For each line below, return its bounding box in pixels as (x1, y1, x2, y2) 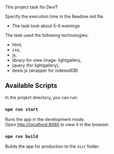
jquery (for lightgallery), (12, 63, 60, 68)
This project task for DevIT (5, 4, 58, 10)
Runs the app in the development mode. (5, 117, 85, 122)
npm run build (5, 134, 38, 139)
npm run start (5, 106, 38, 112)
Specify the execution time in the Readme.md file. (5, 14, 105, 19)
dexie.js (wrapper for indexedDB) (12, 68, 79, 73)
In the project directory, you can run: (5, 94, 78, 100)
